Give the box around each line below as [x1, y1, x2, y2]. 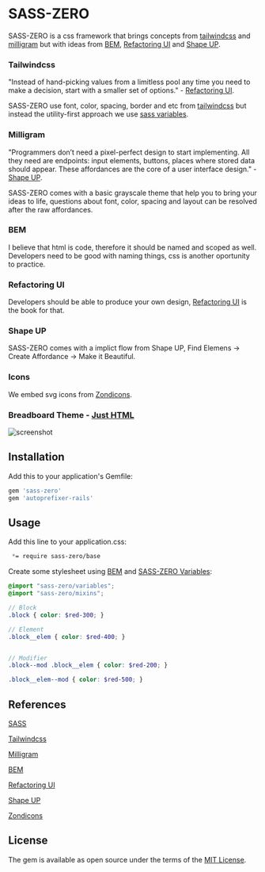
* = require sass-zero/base [11, 553, 101, 560]
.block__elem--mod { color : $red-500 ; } [8, 675, 144, 684]
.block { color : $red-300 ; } [8, 611, 104, 619]
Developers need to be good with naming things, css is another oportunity [8, 251, 251, 260]
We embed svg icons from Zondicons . [8, 389, 133, 399]
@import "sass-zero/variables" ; [8, 582, 115, 591]
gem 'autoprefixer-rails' [8, 494, 93, 502]
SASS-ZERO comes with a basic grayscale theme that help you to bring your [8, 188, 257, 197]
